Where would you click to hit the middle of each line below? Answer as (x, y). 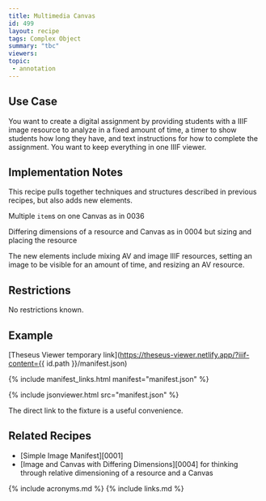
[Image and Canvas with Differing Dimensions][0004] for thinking (129, 464)
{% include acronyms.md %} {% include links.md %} (96, 488)
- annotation (34, 69)
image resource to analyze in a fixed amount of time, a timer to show (122, 130)
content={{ (27, 363)
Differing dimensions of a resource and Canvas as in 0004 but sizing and (130, 232)
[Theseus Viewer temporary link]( (64, 355)
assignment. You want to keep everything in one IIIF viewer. (108, 147)
